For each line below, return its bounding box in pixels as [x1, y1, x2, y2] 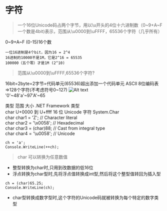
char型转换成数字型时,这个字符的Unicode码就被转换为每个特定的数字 [12, 194, 154, 200]
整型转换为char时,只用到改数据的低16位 [12, 164, 93, 170]
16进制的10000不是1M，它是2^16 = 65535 [5, 55, 82, 60]
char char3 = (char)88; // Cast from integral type [5, 125, 105, 131]
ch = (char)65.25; [5, 180, 43, 185]
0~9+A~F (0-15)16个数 [5, 38, 52, 45]
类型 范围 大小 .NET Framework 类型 [5, 102, 80, 108]
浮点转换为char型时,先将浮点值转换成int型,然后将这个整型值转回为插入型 [12, 170, 161, 176]
